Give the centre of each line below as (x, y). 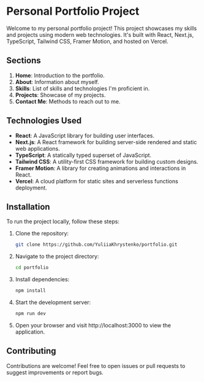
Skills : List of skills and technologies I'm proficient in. (82, 88)
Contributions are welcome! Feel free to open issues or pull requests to (96, 365)
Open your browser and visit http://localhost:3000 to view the (93, 325)
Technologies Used (44, 121)
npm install (30, 291)
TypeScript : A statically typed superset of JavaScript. (83, 155)
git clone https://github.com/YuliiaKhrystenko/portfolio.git (96, 245)
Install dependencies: (42, 280)
